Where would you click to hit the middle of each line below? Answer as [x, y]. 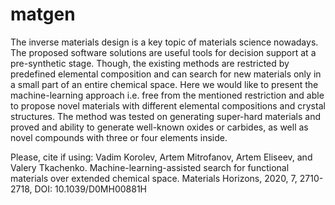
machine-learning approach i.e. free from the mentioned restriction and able [167, 95]
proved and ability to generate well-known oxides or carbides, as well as [159, 127]
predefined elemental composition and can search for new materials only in [166, 74]
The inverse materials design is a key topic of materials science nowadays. [164, 42]
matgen [43, 14]
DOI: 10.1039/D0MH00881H [90, 189]
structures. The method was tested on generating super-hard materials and [166, 116]
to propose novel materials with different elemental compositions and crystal [168, 105]
